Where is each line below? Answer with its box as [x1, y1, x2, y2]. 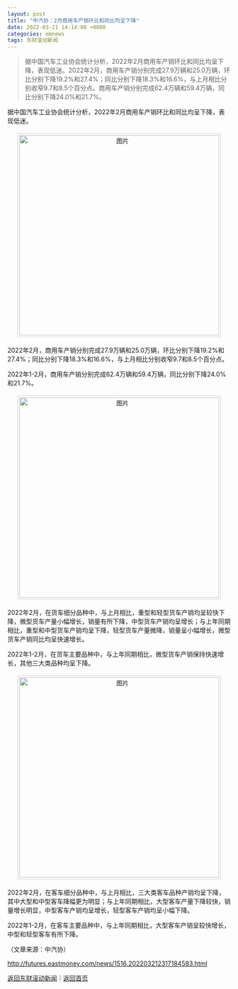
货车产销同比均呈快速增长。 [7, 635, 89, 643]
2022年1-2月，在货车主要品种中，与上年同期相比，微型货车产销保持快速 [7, 650, 218, 659]
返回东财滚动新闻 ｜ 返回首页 [7, 974, 89, 983]
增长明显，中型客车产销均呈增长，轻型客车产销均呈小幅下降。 [13, 906, 193, 914]
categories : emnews [7, 30, 65, 38]
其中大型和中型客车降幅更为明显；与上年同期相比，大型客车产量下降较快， [7, 897, 225, 906]
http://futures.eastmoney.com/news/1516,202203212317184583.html [7, 959, 208, 968]
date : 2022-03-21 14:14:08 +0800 [7, 23, 106, 31]
